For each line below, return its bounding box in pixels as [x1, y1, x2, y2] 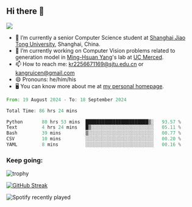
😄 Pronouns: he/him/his [15, 75, 76, 83]
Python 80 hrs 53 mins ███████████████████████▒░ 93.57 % [6, 119, 182, 125]
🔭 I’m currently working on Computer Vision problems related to [15, 47, 176, 54]
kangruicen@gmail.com [15, 69, 75, 77]
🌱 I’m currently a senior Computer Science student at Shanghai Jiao [15, 34, 186, 41]
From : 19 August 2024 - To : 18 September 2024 [6, 96, 127, 103]
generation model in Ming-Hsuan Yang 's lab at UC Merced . [15, 53, 164, 61]
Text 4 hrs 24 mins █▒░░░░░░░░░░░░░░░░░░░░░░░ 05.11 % [6, 124, 182, 130]
